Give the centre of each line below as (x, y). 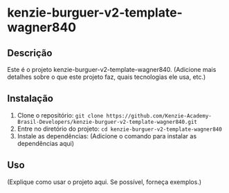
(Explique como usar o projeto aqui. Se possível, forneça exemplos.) (104, 182)
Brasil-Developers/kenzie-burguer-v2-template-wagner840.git (107, 122)
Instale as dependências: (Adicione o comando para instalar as (107, 136)
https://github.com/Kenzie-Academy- (159, 116)
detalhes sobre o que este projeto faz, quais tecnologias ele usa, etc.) (107, 77)
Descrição (30, 53)
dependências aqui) (46, 143)
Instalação (30, 99)
